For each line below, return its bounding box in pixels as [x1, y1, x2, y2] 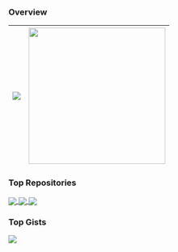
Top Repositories [8, 177, 77, 188]
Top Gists [8, 216, 47, 228]
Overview [8, 6, 48, 18]
